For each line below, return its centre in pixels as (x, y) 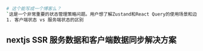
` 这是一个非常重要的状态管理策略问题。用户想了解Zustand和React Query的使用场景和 (99, 14)
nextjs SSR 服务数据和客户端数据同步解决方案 (92, 40)
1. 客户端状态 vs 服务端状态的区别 (45, 20)
